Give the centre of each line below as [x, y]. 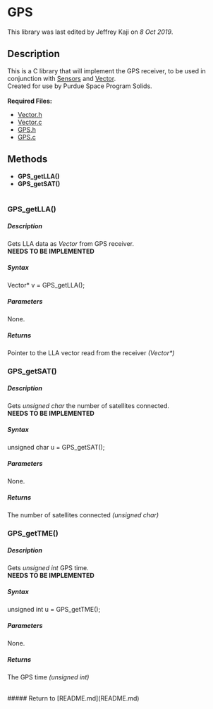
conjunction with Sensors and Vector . [62, 78]
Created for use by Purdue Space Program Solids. [80, 86]
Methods [28, 159]
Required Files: [30, 101]
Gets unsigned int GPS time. [48, 568]
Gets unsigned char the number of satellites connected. [88, 406]
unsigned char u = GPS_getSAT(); [56, 448]
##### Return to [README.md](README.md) [73, 698]
